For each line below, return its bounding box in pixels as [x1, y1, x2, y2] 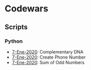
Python [4, 38, 23, 45]
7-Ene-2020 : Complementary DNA [11, 49, 83, 55]
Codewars [4, 3, 48, 14]
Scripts [4, 23, 28, 31]
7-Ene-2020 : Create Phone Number [11, 54, 86, 60]
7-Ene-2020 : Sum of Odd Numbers [11, 59, 84, 65]
